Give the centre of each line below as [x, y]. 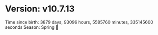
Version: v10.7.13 [40, 9]
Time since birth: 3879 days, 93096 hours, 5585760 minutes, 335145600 [79, 22]
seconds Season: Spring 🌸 [32, 27]
